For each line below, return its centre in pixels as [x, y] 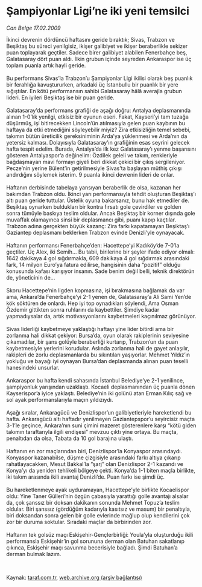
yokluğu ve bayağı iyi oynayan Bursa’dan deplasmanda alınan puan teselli [97, 361]
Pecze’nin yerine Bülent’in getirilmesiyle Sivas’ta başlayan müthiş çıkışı [94, 168]
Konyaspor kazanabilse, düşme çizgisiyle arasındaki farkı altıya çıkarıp [93, 457]
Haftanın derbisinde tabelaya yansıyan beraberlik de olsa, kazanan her [94, 187]
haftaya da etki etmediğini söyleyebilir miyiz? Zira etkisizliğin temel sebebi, [99, 130]
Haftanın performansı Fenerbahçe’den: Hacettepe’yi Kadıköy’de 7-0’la [93, 245]
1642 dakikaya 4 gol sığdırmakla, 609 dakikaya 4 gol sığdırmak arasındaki [98, 258]
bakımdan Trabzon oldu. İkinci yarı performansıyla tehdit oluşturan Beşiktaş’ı [101, 194]
